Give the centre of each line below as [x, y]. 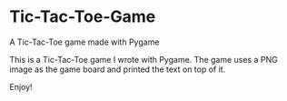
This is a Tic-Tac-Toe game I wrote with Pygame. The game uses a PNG [144, 59]
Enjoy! [21, 86]
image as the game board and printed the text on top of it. [118, 69]
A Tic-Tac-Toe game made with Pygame [84, 42]
